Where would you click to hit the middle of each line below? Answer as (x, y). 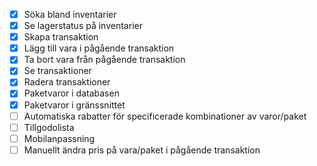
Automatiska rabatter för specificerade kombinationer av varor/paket (165, 116)
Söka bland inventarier (70, 14)
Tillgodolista (49, 127)
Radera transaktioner (67, 82)
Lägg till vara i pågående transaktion (99, 48)
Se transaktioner (57, 71)
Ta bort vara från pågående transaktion (104, 60)
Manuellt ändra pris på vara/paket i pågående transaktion (142, 150)
